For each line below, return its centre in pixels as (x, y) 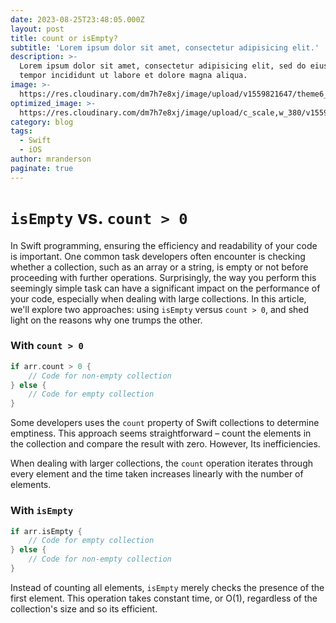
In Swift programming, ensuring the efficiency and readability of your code (164, 245)
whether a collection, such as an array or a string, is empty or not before (159, 267)
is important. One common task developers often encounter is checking (158, 256)
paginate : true (42, 168)
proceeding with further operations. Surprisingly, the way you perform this (163, 277)
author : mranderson (51, 159)
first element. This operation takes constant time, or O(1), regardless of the (164, 598)
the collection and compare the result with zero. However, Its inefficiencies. (165, 444)
